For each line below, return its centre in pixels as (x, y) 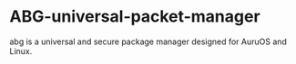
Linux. (21, 50)
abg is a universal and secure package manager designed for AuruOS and (148, 41)
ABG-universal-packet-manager (135, 17)
